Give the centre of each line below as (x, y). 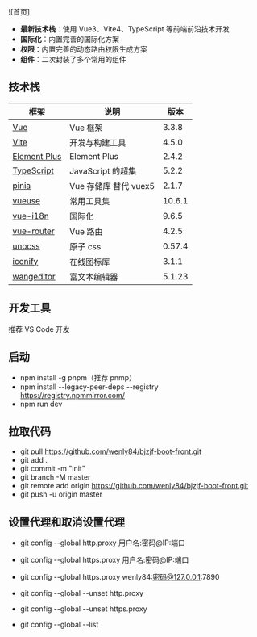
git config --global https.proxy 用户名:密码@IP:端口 (104, 560)
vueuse (27, 200)
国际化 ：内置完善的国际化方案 (69, 39)
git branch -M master (55, 477)
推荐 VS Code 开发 (39, 329)
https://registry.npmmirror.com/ (73, 396)
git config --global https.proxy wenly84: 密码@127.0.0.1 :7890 (120, 577)
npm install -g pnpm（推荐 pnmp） (78, 378)
